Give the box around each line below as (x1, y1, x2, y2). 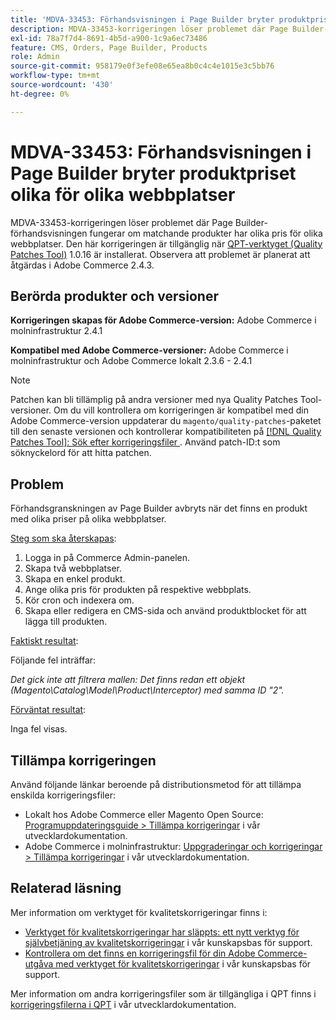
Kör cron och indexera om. (24, 594, 135, 606)
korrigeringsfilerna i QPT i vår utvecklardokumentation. (10, 998, 237, 1010)
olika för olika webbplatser (10, 183, 236, 206)
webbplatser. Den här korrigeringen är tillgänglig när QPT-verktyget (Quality (10, 237, 323, 250)
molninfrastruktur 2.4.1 (10, 325, 103, 337)
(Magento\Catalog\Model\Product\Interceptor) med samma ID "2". (10, 684, 285, 696)
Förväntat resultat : (10, 704, 87, 716)
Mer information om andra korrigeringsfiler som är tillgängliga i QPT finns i (10, 987, 317, 1000)
